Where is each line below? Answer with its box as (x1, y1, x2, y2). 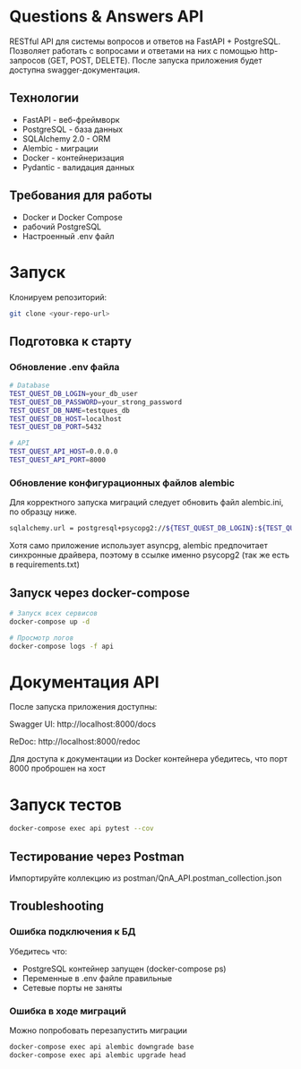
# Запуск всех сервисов (9, 608, 99, 617)
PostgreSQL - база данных (21, 124, 124, 134)
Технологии (9, 91, 79, 106)
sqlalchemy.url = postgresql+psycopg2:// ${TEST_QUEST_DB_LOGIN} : (9, 524, 258, 533)
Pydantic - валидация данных (21, 161, 135, 172)
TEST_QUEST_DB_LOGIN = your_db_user (9, 389, 139, 398)
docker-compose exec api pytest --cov (9, 824, 154, 833)
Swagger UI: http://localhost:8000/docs (9, 719, 157, 729)
